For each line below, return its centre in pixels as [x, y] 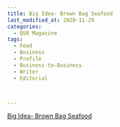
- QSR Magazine [35, 33]
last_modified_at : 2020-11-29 [51, 20]
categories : [24, 26]
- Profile [27, 59]
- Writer [26, 71]
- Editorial [31, 78]
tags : [15, 40]
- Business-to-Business [48, 65]
